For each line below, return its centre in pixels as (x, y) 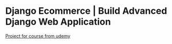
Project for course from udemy (38, 36)
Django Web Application (58, 22)
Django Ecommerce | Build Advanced (86, 11)
